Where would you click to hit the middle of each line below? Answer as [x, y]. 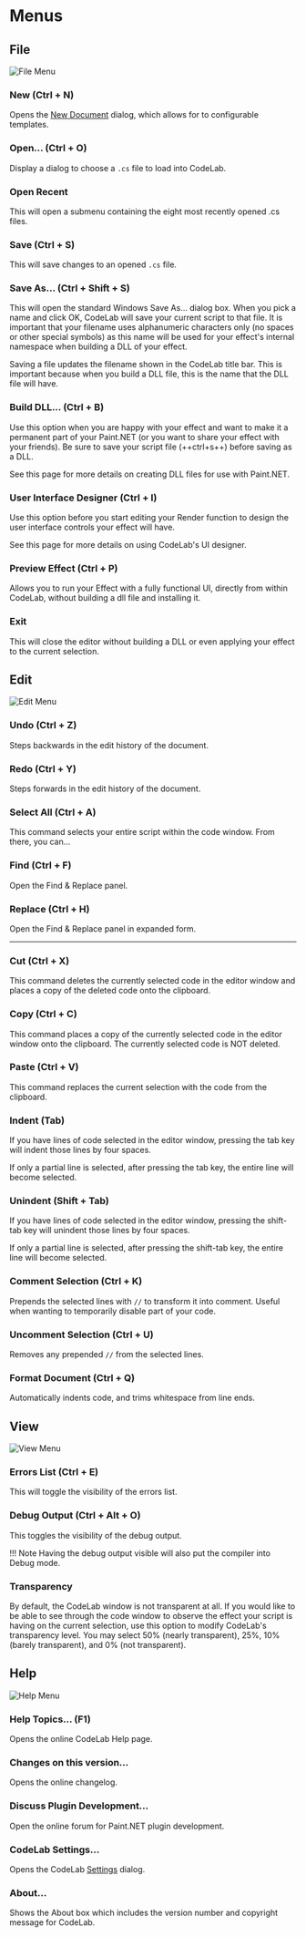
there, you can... [40, 842]
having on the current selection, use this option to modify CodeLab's [138, 1626]
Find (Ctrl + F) [41, 865]
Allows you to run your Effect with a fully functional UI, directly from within [149, 588]
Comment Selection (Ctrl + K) [76, 1282]
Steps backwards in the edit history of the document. [109, 745]
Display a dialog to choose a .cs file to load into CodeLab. [118, 168]
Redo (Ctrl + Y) [43, 768]
